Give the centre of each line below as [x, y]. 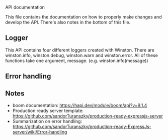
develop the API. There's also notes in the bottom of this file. [68, 22]
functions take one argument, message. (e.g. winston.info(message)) [77, 60]
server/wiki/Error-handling [40, 132]
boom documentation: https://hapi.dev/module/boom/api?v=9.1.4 [80, 105]
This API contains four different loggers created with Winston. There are [80, 50]
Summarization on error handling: [47, 121]
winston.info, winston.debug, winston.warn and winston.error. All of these [82, 55]
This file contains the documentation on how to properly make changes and [83, 17]
